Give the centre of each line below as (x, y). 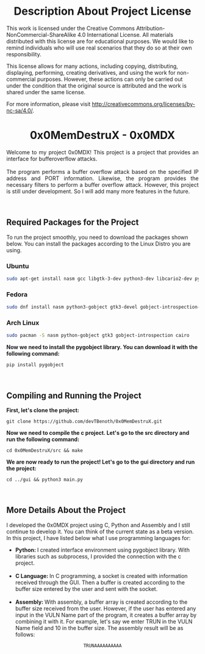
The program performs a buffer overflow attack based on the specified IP (103, 171)
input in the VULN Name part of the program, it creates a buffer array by (106, 615)
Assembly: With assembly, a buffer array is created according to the (101, 602)
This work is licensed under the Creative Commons (71, 28)
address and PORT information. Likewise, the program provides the (103, 178)
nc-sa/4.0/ (20, 110)
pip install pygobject (35, 365)
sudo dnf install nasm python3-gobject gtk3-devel (72, 307)
